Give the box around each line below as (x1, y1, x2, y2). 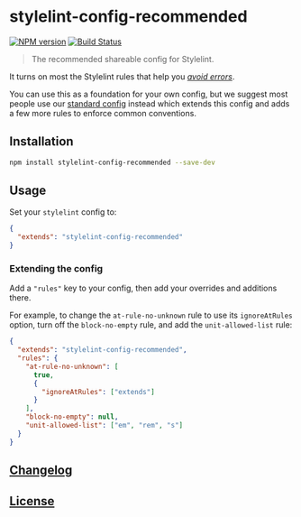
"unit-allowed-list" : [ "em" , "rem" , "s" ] (25, 421, 183, 430)
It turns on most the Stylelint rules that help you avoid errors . (9, 70, 235, 82)
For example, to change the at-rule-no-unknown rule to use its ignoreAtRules (9, 309, 293, 321)
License (9, 494, 55, 509)
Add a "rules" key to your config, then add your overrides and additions (9, 282, 278, 294)
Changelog (9, 463, 73, 478)
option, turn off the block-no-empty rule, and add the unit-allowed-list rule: (9, 319, 293, 330)
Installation (9, 134, 74, 150)
